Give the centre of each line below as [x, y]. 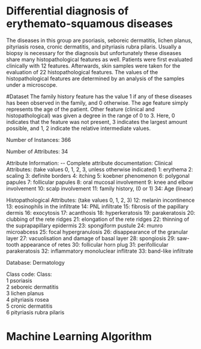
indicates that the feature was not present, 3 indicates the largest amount [97, 122]
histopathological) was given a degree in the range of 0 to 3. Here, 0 [91, 116]
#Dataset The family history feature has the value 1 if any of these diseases [99, 96]
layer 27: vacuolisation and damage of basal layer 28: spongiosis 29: [91, 238]
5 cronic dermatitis [29, 306]
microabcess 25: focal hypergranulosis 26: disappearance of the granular [97, 232]
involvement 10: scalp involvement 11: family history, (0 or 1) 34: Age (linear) [100, 188]
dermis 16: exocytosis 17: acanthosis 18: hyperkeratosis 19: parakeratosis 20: [101, 213]
